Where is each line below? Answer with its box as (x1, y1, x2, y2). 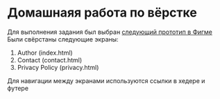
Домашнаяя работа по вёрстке (7, 5, 198, 21)
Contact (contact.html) (17, 55, 83, 64)
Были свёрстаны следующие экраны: (7, 35, 119, 43)
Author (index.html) (17, 48, 73, 57)
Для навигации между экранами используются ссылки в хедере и (7, 76, 205, 84)
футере (7, 84, 29, 92)
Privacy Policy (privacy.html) (17, 63, 99, 71)
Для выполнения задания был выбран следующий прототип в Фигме (7, 28, 213, 36)
